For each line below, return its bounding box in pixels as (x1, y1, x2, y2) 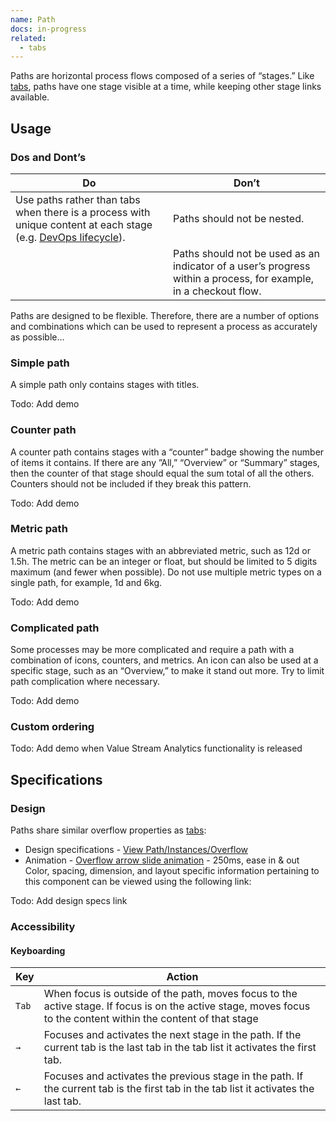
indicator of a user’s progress (172, 259, 311, 273)
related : (10, 33, 47, 43)
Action (166, 970, 199, 984)
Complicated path (10, 621, 100, 635)
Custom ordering (10, 720, 95, 734)
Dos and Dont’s (10, 150, 87, 164)
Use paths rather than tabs (15, 192, 141, 206)
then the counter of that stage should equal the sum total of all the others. (10, 467, 315, 479)
